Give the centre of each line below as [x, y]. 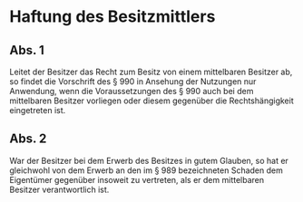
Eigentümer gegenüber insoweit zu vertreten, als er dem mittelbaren [137, 179]
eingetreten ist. [38, 110]
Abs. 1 [27, 50]
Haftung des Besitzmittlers [112, 17]
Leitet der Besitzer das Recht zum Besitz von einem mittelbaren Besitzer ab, [151, 72]
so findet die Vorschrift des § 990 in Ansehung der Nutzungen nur [133, 82]
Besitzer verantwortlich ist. [59, 189]
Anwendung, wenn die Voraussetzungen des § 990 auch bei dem [132, 91]
